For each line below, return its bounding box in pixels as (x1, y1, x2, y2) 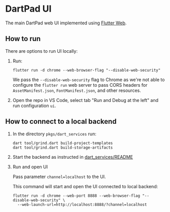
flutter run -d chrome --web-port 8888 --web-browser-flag (12, 193, 141, 198)
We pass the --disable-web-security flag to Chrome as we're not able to (12, 77, 165, 83)
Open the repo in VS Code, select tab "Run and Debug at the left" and (12, 97, 159, 103)
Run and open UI (12, 163, 48, 170)
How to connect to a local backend (5, 117, 117, 126)
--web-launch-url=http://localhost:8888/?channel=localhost (17, 202, 147, 207)
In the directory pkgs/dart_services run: (12, 130, 96, 137)
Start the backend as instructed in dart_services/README (12, 154, 133, 160)
